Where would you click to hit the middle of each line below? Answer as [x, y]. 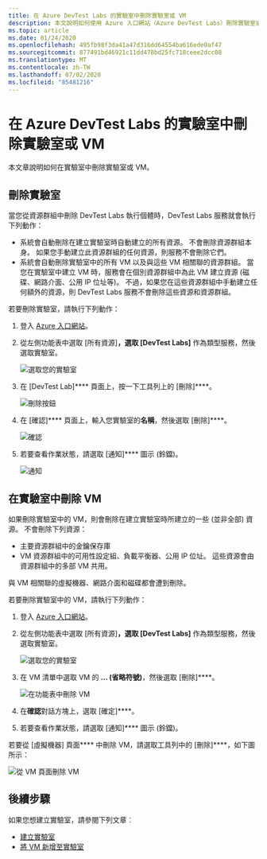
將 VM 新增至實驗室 [52, 846]
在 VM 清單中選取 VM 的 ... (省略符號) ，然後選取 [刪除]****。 [119, 678]
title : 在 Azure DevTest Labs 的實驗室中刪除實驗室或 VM [97, 16]
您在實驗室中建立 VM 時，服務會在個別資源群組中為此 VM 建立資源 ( [131, 272]
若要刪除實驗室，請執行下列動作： [64, 309]
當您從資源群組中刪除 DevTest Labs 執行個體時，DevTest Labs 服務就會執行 [132, 216]
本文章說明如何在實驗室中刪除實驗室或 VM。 [81, 167]
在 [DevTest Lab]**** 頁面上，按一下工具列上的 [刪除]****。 [118, 387]
